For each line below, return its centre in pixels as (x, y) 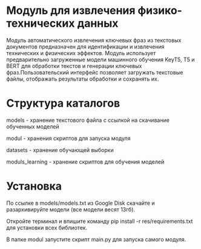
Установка (34, 186)
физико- (160, 11)
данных (98, 23)
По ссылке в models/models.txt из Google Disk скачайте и (81, 203)
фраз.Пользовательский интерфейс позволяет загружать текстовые (95, 72)
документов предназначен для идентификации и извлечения (85, 47)
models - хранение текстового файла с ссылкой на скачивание (88, 120)
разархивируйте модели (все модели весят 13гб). (71, 209)
